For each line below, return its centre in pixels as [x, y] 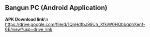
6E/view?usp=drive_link [29, 29]
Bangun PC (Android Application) [56, 8]
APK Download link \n [27, 19]
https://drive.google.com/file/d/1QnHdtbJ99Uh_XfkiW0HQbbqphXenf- [75, 24]
